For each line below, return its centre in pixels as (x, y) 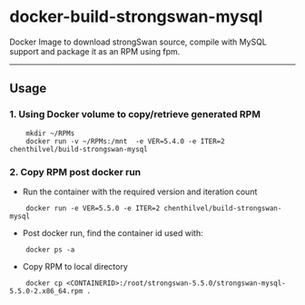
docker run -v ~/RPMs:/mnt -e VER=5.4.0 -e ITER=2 (125, 141)
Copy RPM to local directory (75, 266)
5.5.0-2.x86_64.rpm (46, 291)
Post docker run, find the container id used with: (113, 232)
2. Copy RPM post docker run (75, 172)
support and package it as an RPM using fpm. (95, 51)
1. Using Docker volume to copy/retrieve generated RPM (135, 114)
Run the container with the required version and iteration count (140, 192)
